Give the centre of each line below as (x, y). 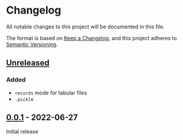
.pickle (24, 99)
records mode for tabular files (51, 93)
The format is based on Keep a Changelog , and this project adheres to (91, 38)
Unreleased (28, 63)
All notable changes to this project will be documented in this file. (86, 27)
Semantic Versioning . (32, 44)
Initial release (22, 132)
